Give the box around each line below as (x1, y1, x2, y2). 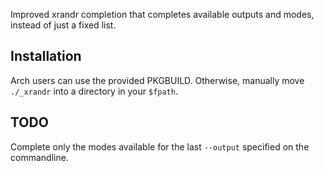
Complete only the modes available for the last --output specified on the (10, 140, 310, 153)
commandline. (10, 151, 69, 163)
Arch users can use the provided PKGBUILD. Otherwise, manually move (10, 74, 305, 86)
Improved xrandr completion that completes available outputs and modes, (10, 9, 315, 20)
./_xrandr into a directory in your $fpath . (10, 85, 178, 97)
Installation (10, 48, 82, 65)
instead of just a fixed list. (10, 19, 117, 31)
